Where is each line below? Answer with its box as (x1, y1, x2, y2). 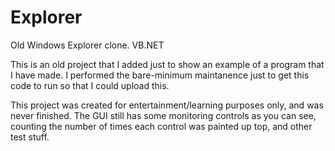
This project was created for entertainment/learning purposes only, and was (10, 99, 324, 111)
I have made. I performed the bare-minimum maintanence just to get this (10, 69, 310, 81)
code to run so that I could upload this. (10, 79, 170, 91)
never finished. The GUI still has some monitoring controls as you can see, (10, 109, 317, 121)
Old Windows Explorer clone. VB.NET (10, 39, 165, 51)
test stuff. (10, 131, 50, 143)
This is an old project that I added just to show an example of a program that (10, 58, 325, 70)
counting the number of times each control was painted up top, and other (10, 120, 313, 132)
